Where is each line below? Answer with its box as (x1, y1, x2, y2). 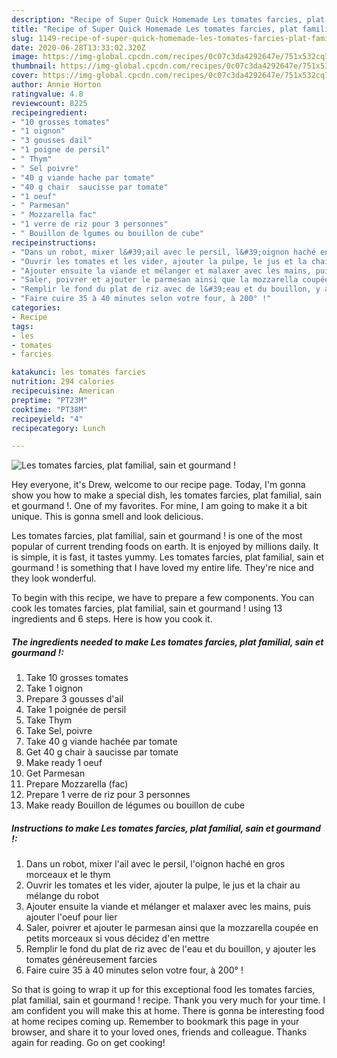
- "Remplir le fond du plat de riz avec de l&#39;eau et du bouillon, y (11, 284, 321, 295)
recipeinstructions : (11, 237, 98, 248)
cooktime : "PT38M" (11, 404, 88, 415)
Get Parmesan (25, 767, 86, 780)
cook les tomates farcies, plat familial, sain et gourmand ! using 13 (11, 602, 283, 615)
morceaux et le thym (25, 869, 111, 881)
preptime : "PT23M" (11, 395, 88, 405)
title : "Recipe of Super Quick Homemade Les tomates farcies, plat (11, 24, 299, 34)
